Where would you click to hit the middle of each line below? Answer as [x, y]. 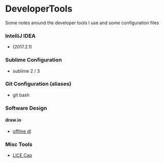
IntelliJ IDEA [20, 36]
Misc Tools [19, 144]
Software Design [26, 108]
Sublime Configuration [34, 60]
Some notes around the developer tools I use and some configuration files [82, 23]
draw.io [13, 120]
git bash [21, 95]
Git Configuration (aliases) [38, 84]
